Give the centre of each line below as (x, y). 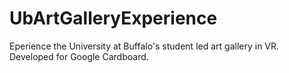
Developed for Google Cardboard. (79, 56)
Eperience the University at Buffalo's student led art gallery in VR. (144, 46)
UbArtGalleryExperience (113, 18)
